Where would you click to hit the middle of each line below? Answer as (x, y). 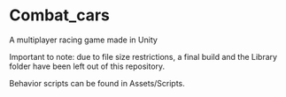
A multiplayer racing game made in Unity (83, 40)
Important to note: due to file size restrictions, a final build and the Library (143, 56)
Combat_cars (60, 15)
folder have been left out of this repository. (87, 66)
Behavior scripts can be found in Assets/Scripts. (97, 83)
